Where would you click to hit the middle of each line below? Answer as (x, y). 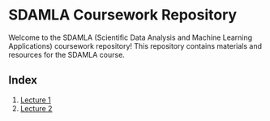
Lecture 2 (36, 108)
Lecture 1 (35, 100)
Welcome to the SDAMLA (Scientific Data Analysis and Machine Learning (131, 37)
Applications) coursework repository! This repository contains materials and (135, 45)
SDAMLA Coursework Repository (123, 15)
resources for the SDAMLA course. (67, 54)
